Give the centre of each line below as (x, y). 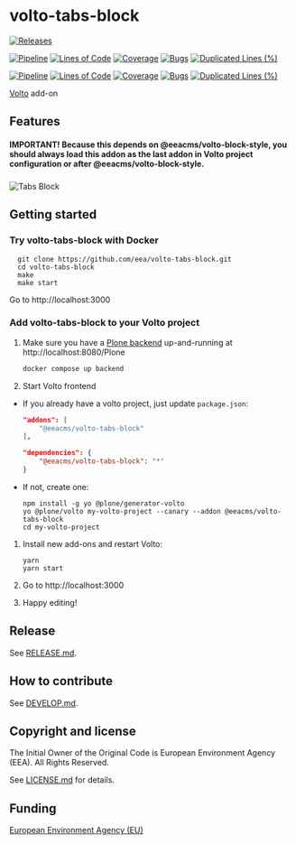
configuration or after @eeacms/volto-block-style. (107, 163)
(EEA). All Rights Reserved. (60, 763)
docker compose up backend (73, 368)
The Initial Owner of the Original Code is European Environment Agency (143, 753)
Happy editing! (50, 602)
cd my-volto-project (61, 527)
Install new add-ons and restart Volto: (92, 543)
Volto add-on (34, 93)
